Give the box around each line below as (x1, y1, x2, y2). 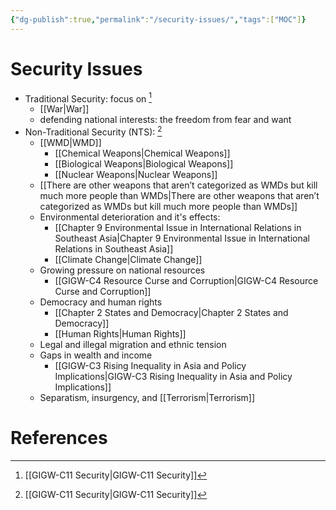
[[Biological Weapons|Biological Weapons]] (54, 157, 234, 170)
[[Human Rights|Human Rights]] (54, 327, 187, 340)
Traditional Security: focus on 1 (24, 91, 152, 105)
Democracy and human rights (39, 296, 163, 308)
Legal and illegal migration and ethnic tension (39, 338, 227, 350)
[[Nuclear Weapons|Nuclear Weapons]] (54, 168, 218, 180)
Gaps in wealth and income (39, 349, 153, 361)
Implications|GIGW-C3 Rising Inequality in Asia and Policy (54, 370, 293, 382)
